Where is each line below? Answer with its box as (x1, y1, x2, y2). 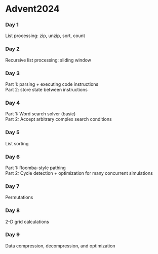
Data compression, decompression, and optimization (5, 242, 115, 249)
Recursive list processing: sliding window (5, 57, 92, 63)
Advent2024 (5, 3, 60, 15)
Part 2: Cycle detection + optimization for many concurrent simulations (5, 170, 153, 176)
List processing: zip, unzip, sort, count (5, 33, 85, 39)
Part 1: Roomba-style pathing (5, 165, 66, 171)
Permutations (5, 194, 33, 201)
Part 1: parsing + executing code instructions (5, 81, 99, 87)
